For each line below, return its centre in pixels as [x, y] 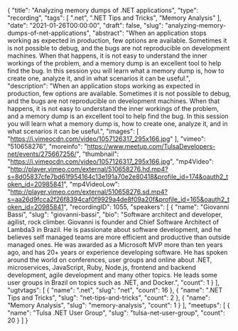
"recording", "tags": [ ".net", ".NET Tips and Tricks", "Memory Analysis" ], [114, 18]
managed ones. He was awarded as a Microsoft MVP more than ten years [115, 245]
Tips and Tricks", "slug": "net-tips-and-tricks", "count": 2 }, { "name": [109, 298]
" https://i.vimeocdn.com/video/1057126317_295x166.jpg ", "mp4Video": [111, 162]
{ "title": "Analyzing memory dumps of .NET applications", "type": [103, 10]
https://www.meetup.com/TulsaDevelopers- [151, 146]
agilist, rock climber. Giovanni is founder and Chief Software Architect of [113, 222]
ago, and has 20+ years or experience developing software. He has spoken [118, 252]
